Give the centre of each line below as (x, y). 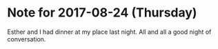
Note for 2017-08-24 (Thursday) (102, 13)
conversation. (27, 39)
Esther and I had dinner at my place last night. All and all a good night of (109, 32)
